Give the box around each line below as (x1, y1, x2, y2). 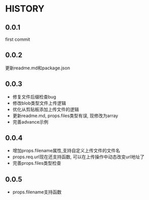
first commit (5, 36, 30, 42)
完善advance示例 (12, 119, 49, 125)
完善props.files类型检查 (12, 160, 61, 166)
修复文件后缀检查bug (12, 93, 56, 99)
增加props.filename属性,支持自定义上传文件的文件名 (12, 148, 120, 154)
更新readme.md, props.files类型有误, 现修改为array (12, 113, 118, 119)
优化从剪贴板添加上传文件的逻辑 (12, 106, 79, 112)
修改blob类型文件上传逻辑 (12, 100, 66, 106)
